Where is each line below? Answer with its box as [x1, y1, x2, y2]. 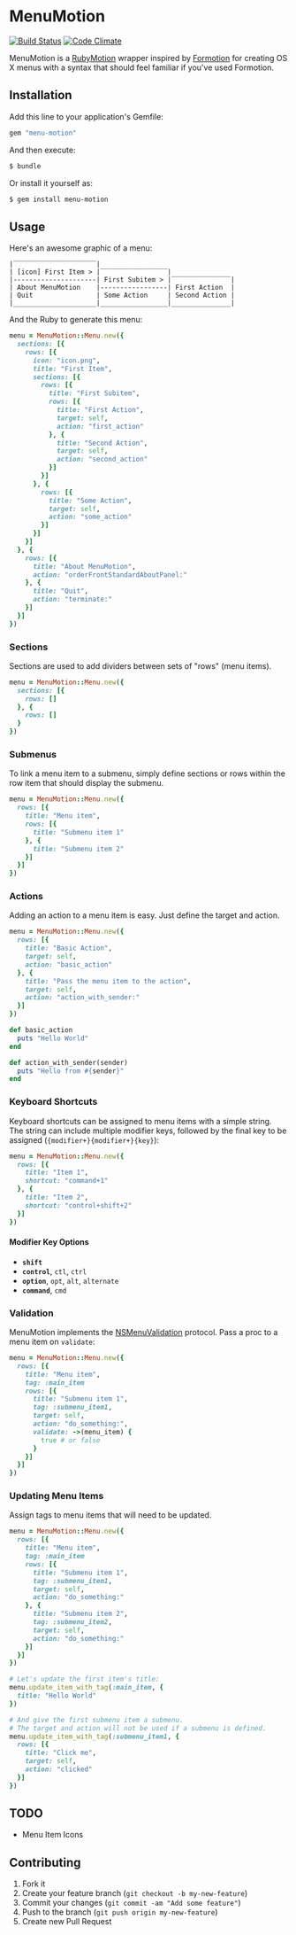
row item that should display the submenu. [9, 778, 164, 789]
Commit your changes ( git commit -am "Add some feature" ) [21, 1898, 241, 1908]
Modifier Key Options [9, 1237, 90, 1247]
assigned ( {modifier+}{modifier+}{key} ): [9, 1134, 160, 1145]
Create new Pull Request [21, 1916, 112, 1927]
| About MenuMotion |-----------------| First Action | [9, 284, 236, 292]
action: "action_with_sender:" [25, 993, 140, 1002]
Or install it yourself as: [9, 177, 93, 188]
